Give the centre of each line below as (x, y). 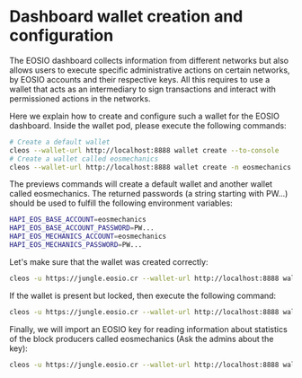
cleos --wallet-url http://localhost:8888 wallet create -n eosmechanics (151, 167)
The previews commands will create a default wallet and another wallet (141, 184)
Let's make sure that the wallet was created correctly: (109, 261)
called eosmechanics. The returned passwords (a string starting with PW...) (149, 194)
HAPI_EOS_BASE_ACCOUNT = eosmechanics (78, 220)
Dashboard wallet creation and (126, 17)
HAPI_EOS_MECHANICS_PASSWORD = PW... (76, 245)
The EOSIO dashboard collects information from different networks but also (149, 60)
